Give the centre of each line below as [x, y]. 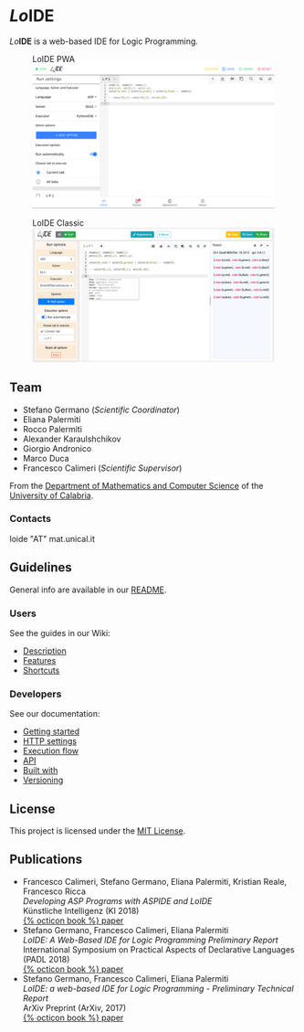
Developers [36, 694]
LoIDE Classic [58, 223]
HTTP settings [50, 741]
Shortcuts [41, 670]
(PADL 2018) [46, 959]
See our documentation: [55, 714]
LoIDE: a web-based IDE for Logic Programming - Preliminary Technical [158, 988]
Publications [46, 860]
